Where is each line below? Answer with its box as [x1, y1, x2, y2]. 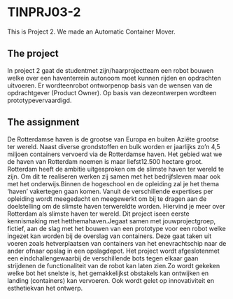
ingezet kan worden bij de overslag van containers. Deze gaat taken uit [7, 232, 212, 240]
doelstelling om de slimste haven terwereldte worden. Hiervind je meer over [7, 202, 225, 210]
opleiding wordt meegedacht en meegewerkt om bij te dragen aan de [7, 194, 207, 203]
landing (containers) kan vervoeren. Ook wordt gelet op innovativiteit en [7, 276, 215, 284]
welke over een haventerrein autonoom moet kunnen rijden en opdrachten [7, 74, 222, 82]
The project [7, 48, 59, 60]
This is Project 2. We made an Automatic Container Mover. [7, 27, 176, 36]
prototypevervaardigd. [7, 96, 72, 104]
